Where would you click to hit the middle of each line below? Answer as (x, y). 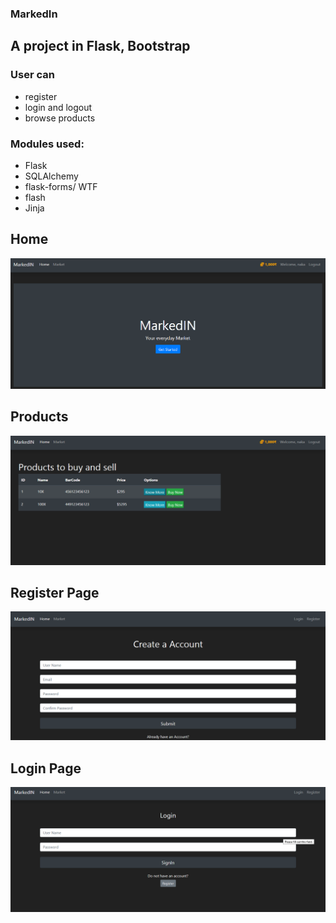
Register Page (55, 593)
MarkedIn (34, 14)
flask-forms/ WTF (61, 186)
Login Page (46, 768)
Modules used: (47, 144)
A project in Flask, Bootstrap (100, 46)
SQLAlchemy (51, 176)
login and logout (58, 107)
